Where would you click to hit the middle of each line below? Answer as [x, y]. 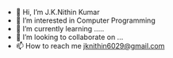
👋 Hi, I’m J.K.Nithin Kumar [58, 12]
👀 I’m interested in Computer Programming [86, 20]
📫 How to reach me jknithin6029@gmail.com [90, 46]
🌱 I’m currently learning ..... [60, 29]
